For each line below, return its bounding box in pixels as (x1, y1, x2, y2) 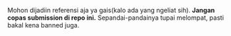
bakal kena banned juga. (7, 21, 80, 29)
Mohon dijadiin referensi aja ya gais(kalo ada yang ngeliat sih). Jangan (7, 6, 215, 14)
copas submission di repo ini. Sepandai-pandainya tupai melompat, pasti (7, 13, 225, 22)
